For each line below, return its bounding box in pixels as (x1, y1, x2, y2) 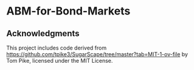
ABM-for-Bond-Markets (6, 4, 131, 18)
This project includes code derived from (6, 44, 107, 51)
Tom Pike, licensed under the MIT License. (6, 57, 113, 64)
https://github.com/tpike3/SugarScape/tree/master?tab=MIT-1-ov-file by (6, 51, 189, 58)
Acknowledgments (6, 28, 80, 39)
